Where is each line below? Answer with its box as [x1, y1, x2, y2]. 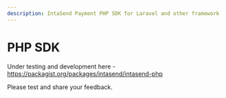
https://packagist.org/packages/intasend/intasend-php [7, 69, 163, 77]
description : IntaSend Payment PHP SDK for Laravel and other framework [7, 10, 220, 17]
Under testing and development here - [7, 62, 115, 71]
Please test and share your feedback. [7, 83, 113, 91]
